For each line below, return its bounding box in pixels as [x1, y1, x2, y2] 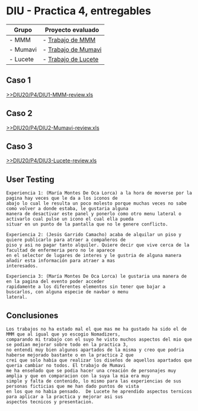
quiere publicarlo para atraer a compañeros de [6, 237, 126, 243]
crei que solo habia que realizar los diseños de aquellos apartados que [6, 357, 193, 363]
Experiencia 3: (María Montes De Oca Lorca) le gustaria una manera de [6, 274, 187, 280]
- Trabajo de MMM [42, 36, 96, 44]
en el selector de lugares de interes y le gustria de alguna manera [6, 253, 182, 259]
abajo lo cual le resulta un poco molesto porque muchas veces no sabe [6, 200, 187, 206]
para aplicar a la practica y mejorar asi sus [6, 394, 123, 400]
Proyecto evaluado [44, 26, 100, 34]
